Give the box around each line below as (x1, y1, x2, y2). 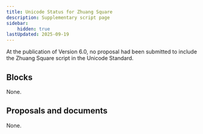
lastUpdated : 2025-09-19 (6, 32, 69, 38)
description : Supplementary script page (6, 15, 111, 21)
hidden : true (17, 25, 50, 32)
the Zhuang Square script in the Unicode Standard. (6, 55, 134, 62)
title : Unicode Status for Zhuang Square (6, 8, 113, 15)
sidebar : (6, 20, 29, 26)
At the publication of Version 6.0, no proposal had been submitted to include (6, 48, 198, 55)
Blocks (6, 72, 33, 82)
